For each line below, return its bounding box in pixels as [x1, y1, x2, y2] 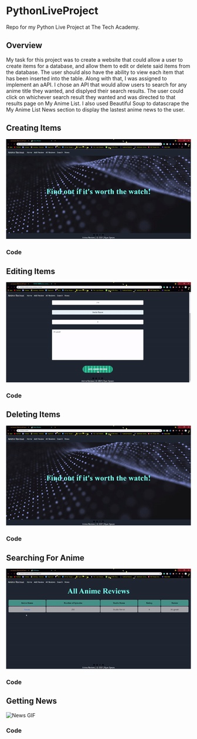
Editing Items [6, 266, 56, 276]
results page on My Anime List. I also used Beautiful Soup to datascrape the [6, 100, 189, 107]
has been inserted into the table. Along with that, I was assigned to [6, 75, 167, 82]
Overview [6, 41, 43, 50]
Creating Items [6, 123, 62, 133]
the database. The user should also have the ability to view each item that [6, 69, 184, 76]
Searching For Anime [6, 553, 85, 563]
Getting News [6, 696, 57, 706]
